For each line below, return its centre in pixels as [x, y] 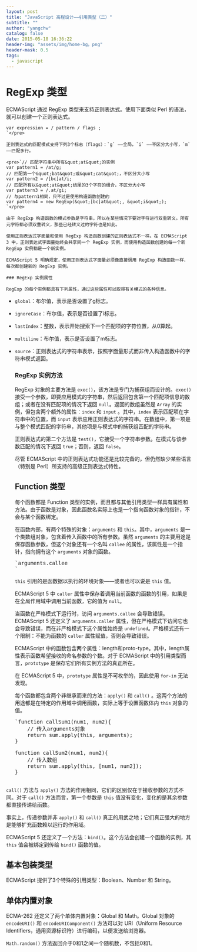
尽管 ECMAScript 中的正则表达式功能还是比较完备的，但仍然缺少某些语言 [103, 459]
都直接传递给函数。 [29, 804]
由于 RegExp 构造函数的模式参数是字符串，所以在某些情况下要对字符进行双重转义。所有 [98, 219]
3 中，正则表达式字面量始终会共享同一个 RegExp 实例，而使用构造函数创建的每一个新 [96, 243]
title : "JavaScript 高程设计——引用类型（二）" [59, 17]
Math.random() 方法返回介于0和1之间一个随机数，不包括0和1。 [81, 943]
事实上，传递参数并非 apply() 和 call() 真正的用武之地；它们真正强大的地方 [98, 817]
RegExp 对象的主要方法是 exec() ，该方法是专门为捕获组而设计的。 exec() [103, 389]
